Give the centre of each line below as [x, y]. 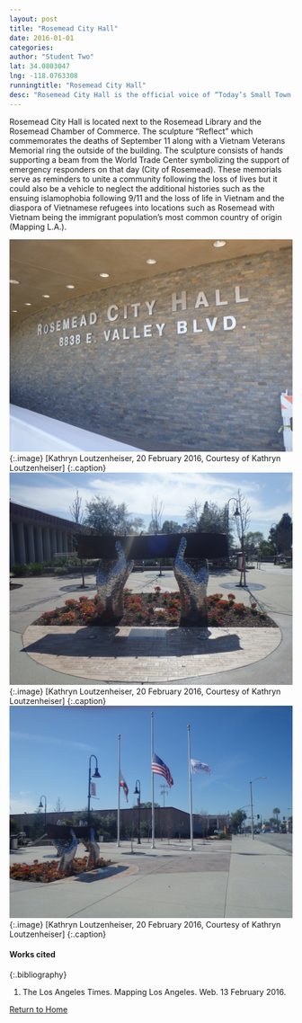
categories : [31, 48]
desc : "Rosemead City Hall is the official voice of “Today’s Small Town [151, 94]
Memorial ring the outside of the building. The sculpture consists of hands [146, 150]
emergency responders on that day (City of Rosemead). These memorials [146, 169]
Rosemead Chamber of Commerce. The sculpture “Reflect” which [131, 131]
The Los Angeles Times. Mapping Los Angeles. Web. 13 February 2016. [154, 992]
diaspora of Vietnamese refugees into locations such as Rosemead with [142, 208]
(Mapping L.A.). [38, 227]
